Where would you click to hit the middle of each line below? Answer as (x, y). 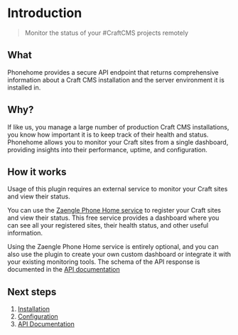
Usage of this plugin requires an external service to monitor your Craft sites (118, 189)
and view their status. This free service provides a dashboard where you (113, 218)
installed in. (24, 87)
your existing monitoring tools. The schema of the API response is (104, 262)
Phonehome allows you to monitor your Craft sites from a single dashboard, (118, 142)
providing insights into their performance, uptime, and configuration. (108, 149)
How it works (37, 172)
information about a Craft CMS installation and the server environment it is (116, 80)
